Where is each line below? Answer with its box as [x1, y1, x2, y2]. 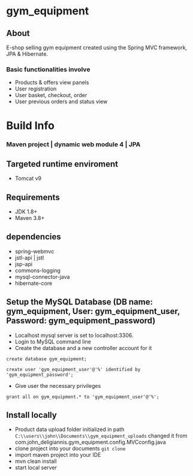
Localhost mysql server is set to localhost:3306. [14, 332, 134, 339]
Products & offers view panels [14, 79, 89, 86]
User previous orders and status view [14, 98, 108, 106]
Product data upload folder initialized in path [14, 426, 125, 433]
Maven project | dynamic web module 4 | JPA [6, 140, 141, 149]
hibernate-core [14, 279, 53, 287]
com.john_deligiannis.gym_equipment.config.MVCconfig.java [14, 439, 166, 446]
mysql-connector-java [14, 273, 70, 280]
